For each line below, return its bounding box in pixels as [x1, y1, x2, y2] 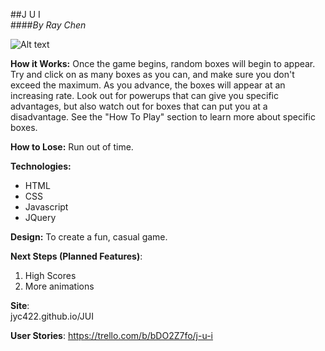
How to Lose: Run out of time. [10, 141, 134, 153]
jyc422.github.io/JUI [10, 310, 94, 322]
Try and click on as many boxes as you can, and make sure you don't [10, 69, 295, 80]
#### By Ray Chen [10, 19, 87, 31]
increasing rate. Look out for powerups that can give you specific [10, 90, 279, 101]
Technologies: [10, 160, 72, 172]
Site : [10, 300, 30, 311]
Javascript [24, 201, 69, 213]
